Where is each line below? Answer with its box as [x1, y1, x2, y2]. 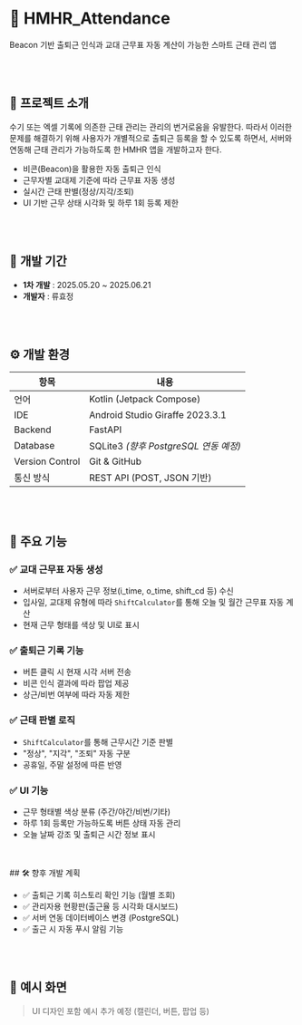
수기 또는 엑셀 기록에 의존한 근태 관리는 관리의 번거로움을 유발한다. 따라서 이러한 [9, 121, 293, 132]
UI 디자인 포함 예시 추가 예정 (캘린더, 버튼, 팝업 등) [31, 1005, 210, 1016]
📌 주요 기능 [9, 534, 68, 549]
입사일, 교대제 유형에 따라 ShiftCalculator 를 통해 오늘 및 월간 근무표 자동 [22, 597, 284, 608]
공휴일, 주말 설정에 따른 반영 [22, 759, 122, 769]
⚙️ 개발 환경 [9, 346, 71, 362]
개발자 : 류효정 [22, 290, 74, 302]
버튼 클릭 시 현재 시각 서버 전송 [22, 666, 132, 678]
